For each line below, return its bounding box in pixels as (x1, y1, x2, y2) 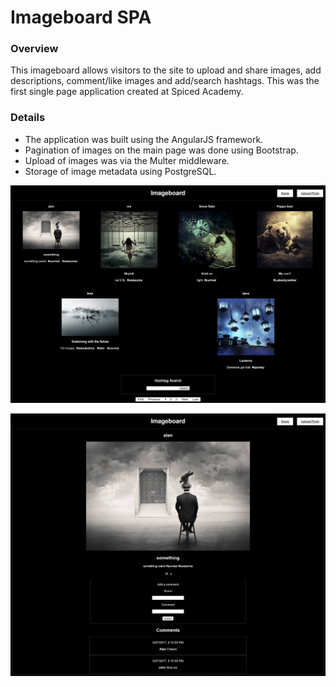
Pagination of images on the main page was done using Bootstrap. (24, 144, 299, 156)
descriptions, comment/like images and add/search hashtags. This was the (10, 75, 320, 87)
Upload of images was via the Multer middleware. (24, 154, 230, 166)
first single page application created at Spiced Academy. (10, 86, 244, 98)
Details (10, 111, 46, 125)
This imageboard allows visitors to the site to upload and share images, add (10, 64, 322, 76)
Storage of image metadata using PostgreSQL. (24, 165, 217, 177)
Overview (10, 42, 59, 56)
